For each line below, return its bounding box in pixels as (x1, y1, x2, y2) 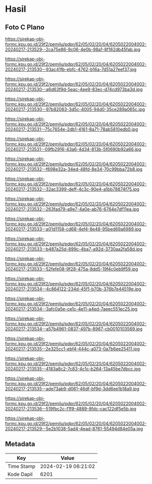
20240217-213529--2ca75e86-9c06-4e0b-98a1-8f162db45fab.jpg (5, 47, 141, 52)
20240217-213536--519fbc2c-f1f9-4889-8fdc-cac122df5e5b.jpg (5, 406, 136, 411)
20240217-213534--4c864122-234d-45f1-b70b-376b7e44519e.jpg (5, 286, 141, 292)
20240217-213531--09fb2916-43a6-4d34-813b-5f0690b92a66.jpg (5, 146, 141, 152)
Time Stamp (7, 463, 36, 470)
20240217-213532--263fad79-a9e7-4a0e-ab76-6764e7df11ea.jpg (5, 206, 139, 212)
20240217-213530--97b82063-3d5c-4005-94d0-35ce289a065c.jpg (5, 107, 145, 112)
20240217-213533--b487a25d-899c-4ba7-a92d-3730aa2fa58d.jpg (5, 246, 143, 252)
